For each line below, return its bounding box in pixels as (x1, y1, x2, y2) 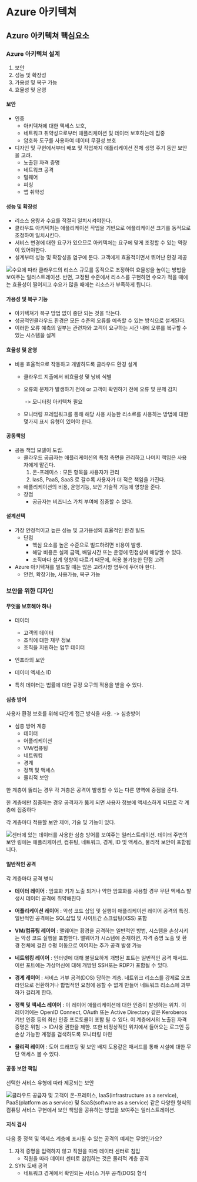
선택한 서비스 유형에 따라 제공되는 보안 (6, 1079, 94, 1086)
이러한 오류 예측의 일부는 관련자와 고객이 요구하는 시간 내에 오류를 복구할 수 (14, 324, 188, 332)
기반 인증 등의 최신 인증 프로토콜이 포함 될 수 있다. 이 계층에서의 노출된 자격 (14, 1016, 187, 1023)
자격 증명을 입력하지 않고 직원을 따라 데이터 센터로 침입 (14, 1147, 141, 1155)
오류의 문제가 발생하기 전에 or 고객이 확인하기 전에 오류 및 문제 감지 (23, 386, 178, 393)
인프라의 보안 (14, 657, 45, 664)
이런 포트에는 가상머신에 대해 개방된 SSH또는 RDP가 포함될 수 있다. (14, 962, 169, 969)
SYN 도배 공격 (14, 1162, 48, 1170)
